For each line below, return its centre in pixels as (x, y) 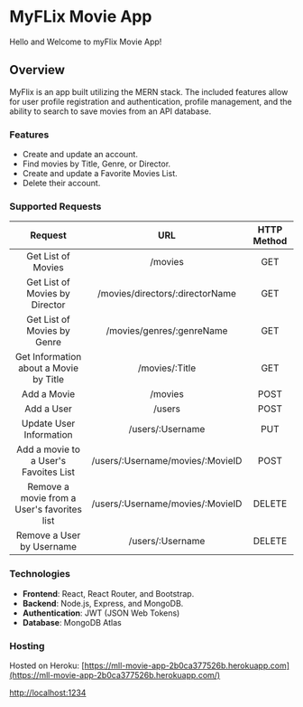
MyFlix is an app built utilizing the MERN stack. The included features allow (149, 91)
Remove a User (48, 535)
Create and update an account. (80, 155)
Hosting (27, 646)
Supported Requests (55, 206)
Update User (48, 424)
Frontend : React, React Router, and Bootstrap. (108, 593)
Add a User (48, 409)
